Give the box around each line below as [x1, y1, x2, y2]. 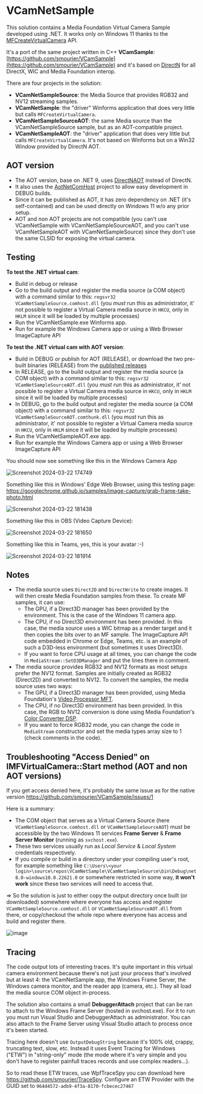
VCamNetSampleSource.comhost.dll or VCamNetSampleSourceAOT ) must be [14, 823, 190, 831]
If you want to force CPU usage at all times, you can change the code [24, 650, 197, 658]
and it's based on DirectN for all [117, 61, 196, 69]
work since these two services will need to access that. [14, 880, 154, 888]
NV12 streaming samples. [14, 98, 79, 105]
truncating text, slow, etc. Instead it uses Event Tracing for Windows [6, 1045, 176, 1052]
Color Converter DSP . [24, 715, 78, 722]
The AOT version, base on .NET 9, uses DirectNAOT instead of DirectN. [14, 177, 192, 184]
